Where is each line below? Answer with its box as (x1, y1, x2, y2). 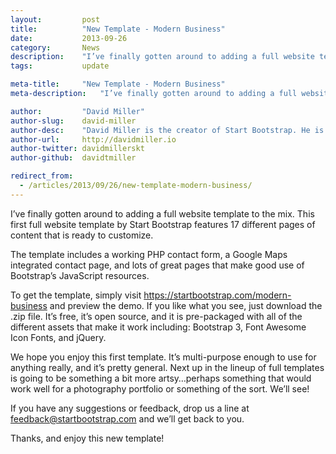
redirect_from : (10, 171, 74, 181)
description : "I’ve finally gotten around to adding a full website (10, 52, 315, 62)
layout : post (10, 14, 101, 25)
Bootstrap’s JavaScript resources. (10, 269, 150, 281)
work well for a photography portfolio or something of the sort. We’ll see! (10, 382, 310, 395)
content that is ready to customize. (10, 229, 154, 241)
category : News (10, 42, 101, 53)
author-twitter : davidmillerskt (10, 144, 145, 154)
